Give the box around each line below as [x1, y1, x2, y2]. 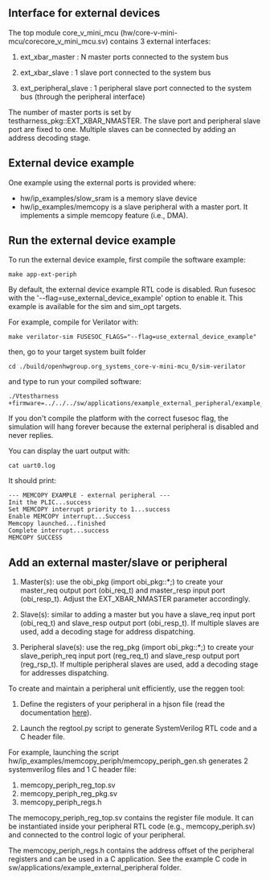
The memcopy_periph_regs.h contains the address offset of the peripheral [8, 845, 255, 856]
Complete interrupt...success [8, 527, 110, 535]
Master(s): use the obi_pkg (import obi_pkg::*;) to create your [19, 577, 223, 587]
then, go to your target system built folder [8, 347, 146, 357]
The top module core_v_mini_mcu [8, 27, 119, 37]
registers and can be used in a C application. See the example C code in [8, 854, 247, 864]
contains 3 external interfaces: [109, 36, 211, 46]
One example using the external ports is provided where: [8, 177, 197, 188]
